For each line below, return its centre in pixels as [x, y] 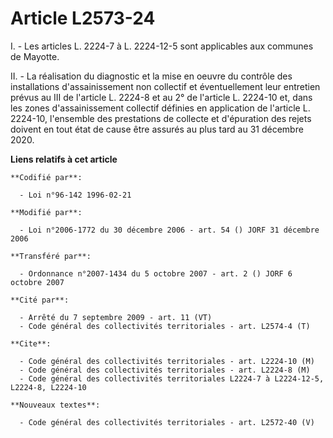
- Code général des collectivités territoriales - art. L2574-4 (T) [165, 326]
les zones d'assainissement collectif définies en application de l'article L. [160, 108]
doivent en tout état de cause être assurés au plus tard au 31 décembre [157, 129]
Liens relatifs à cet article [64, 159]
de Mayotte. [35, 56]
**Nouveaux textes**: [55, 405]
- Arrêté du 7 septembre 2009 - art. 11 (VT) [116, 317]
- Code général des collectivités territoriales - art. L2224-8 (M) [165, 370]
